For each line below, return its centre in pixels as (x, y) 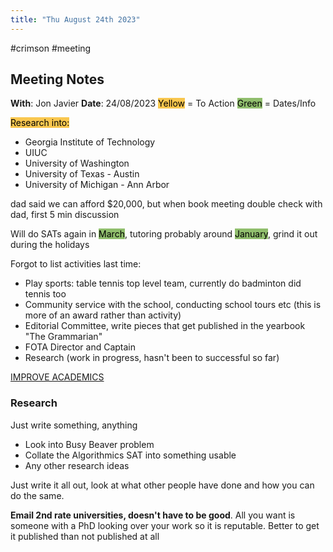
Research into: (40, 123)
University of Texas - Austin (82, 174)
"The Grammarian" (63, 337)
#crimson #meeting (51, 48)
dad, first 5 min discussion (65, 215)
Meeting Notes (57, 79)
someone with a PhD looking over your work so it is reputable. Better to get (165, 525)
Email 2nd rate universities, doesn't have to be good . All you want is (153, 515)
